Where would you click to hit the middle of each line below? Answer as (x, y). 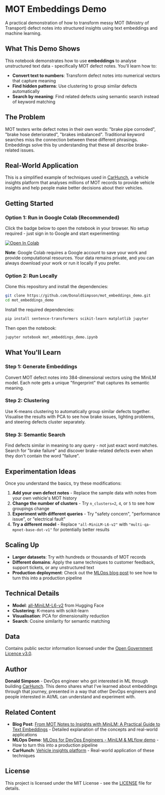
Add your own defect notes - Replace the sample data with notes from (84, 492)
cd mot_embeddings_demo (30, 300)
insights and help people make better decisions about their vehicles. (74, 188)
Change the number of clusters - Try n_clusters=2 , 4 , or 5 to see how (83, 503)
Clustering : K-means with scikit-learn (50, 610)
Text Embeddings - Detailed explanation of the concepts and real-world (85, 729)
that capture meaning (34, 80)
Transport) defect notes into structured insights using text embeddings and (81, 28)
